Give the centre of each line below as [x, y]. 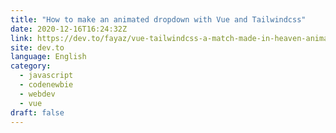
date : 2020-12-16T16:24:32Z [69, 29]
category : [31, 66]
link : [21, 38]
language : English [48, 57]
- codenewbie [46, 85]
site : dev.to [37, 47]
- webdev [37, 94]
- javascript [46, 76]
